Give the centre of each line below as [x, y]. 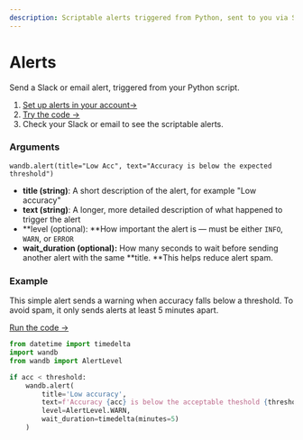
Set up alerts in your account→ [80, 105]
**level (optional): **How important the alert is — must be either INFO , [153, 229]
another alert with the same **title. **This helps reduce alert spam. [147, 257]
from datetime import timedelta [70, 344]
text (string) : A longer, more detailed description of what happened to [152, 209]
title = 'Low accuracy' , [84, 394]
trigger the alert [51, 219]
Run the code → [39, 328]
